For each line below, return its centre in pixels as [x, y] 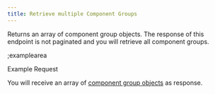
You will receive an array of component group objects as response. [105, 83]
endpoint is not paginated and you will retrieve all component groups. [109, 41]
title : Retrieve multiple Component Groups [72, 14]
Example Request [33, 69]
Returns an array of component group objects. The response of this [106, 34]
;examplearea [27, 55]
